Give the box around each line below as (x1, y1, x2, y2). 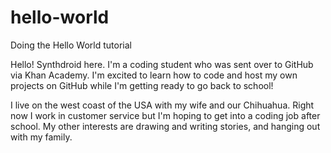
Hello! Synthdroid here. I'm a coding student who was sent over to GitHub (10, 58, 314, 70)
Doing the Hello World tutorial (10, 39, 132, 51)
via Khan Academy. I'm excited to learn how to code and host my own (10, 69, 298, 81)
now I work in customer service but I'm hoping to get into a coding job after (10, 109, 321, 121)
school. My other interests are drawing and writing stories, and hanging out (10, 120, 321, 132)
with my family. (10, 131, 73, 143)
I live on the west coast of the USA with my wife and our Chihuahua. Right (10, 99, 315, 111)
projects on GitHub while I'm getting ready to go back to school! (10, 79, 274, 91)
